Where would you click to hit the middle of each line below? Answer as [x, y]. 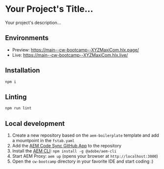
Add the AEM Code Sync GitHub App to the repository [67, 145]
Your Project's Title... [49, 9]
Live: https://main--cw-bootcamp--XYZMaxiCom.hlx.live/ [70, 55]
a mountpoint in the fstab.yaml [43, 140]
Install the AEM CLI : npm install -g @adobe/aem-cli [64, 151]
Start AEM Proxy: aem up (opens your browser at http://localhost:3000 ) [85, 156]
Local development [35, 123]
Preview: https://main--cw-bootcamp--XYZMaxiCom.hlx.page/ [76, 49]
